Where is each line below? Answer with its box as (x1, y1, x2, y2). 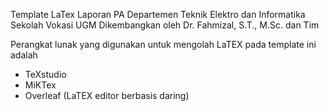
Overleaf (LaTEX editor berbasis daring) (24, 90, 190, 101)
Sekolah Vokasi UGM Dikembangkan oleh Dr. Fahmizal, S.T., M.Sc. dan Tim (10, 19, 320, 31)
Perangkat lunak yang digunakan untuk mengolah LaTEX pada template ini (10, 39, 317, 50)
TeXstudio (24, 69, 67, 80)
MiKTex (24, 79, 57, 91)
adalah (10, 49, 38, 61)
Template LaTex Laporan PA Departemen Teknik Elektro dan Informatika (10, 9, 306, 20)
